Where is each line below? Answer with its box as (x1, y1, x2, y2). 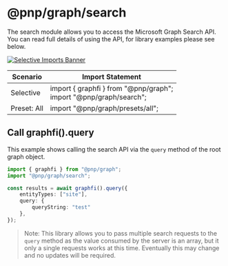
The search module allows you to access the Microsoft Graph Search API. (7, 28, 217, 36)
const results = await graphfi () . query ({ (7, 185, 128, 192)
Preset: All (10, 103, 43, 113)
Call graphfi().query (7, 127, 94, 139)
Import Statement (82, 72, 141, 81)
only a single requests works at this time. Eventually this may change (23, 243, 220, 252)
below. (7, 42, 26, 50)
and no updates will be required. (23, 251, 116, 259)
